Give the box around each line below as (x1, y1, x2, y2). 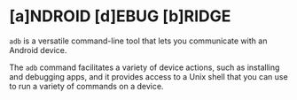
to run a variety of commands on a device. (9, 81, 164, 91)
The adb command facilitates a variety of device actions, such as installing (9, 62, 280, 73)
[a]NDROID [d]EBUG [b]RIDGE (9, 6, 231, 27)
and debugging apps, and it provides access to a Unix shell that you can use (9, 71, 288, 81)
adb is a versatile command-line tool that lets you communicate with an (9, 35, 268, 46)
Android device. (9, 44, 67, 55)
